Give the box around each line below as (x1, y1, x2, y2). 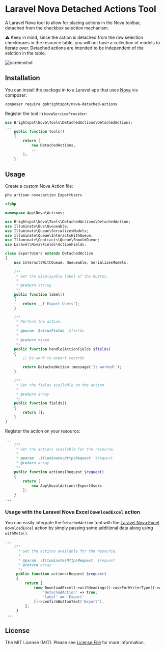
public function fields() (14, 401, 67, 406)
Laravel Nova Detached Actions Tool (5, 3, 156, 15)
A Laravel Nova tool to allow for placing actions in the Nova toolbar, (5, 20, 141, 26)
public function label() (14, 292, 65, 297)
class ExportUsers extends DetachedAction (5, 251, 93, 256)
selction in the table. (5, 50, 46, 56)
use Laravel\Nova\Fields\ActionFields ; (5, 242, 87, 247)
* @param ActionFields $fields (16, 328, 84, 334)
